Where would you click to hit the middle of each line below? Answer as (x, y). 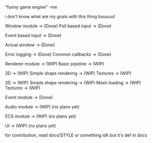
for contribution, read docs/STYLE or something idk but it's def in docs (76, 135)
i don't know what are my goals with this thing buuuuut (60, 16)
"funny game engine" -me (31, 7)
